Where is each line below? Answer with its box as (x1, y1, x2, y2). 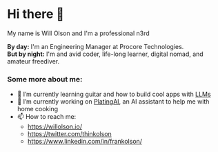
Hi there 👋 (7, 6, 64, 22)
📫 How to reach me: (17, 113, 77, 121)
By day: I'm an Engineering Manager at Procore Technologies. (7, 42, 184, 50)
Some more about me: (7, 74, 83, 84)
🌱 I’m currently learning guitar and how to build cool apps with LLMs (17, 90, 212, 99)
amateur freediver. (7, 57, 60, 65)
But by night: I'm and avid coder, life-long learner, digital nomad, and (7, 50, 204, 58)
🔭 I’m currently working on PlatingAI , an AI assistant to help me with (17, 97, 210, 106)
